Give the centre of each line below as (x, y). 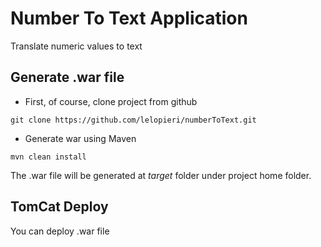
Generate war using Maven (80, 138)
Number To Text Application (129, 18)
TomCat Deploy (59, 207)
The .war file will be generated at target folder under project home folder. (161, 175)
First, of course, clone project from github (111, 101)
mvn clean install (48, 157)
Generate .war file (67, 77)
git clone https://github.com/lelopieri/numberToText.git (133, 120)
